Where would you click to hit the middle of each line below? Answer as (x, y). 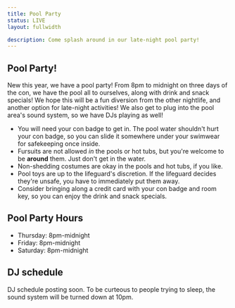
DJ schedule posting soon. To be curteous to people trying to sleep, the (112, 289)
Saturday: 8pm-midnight (53, 250)
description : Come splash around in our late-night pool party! (103, 39)
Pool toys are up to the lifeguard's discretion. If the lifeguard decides (117, 174)
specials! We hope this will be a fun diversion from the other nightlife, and (114, 100)
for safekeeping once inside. (59, 144)
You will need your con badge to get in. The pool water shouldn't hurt (118, 129)
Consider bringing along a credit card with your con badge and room (117, 189)
